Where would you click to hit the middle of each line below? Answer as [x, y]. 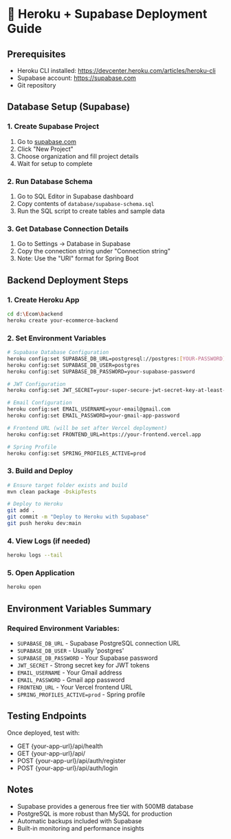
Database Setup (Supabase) [69, 107]
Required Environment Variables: [64, 628]
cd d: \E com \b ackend [35, 314]
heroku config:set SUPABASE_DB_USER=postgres [73, 365]
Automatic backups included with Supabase [79, 821]
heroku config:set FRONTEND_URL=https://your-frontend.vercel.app [104, 434]
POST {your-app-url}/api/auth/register [71, 760]
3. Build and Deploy [40, 471]
